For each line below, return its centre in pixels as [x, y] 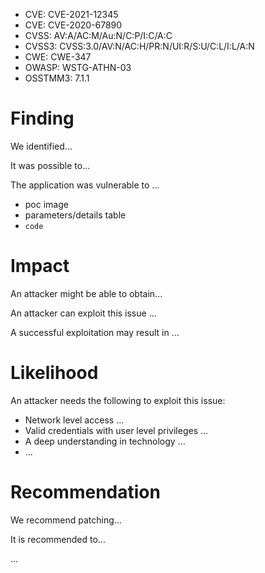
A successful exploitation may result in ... [95, 332]
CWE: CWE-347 [58, 57]
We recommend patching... [66, 520]
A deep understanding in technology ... [105, 441]
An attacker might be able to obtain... [86, 293]
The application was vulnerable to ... [85, 185]
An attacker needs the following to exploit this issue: [118, 400]
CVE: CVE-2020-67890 [73, 25]
